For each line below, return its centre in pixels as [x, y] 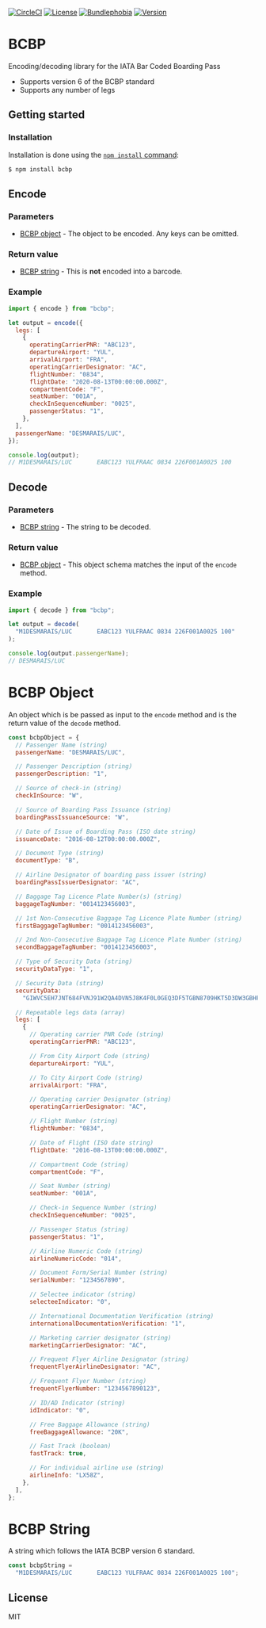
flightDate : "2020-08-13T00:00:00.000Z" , [99, 382]
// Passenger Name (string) [62, 745]
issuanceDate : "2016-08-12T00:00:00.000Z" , [88, 839]
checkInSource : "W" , [49, 796]
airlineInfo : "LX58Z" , [66, 1475]
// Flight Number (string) [74, 1122]
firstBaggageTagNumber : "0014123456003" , [85, 926]
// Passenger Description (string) [74, 766]
